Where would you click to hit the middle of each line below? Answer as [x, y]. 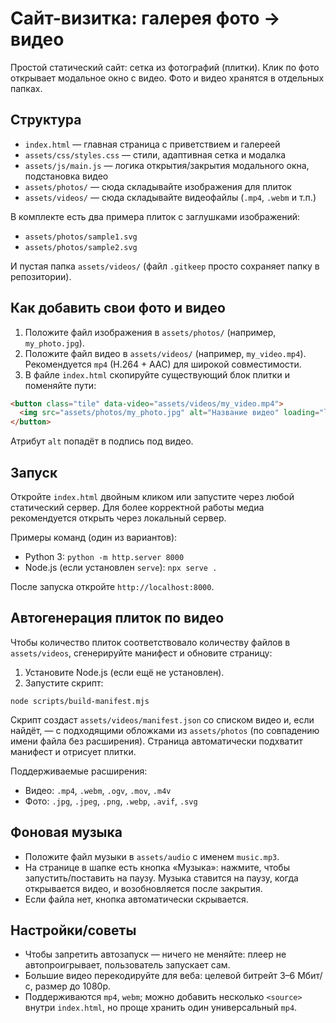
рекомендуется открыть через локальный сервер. [118, 518]
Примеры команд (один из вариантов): [94, 537]
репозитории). [41, 276]
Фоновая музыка [66, 832]
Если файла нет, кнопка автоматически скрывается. [136, 899]
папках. [26, 88]
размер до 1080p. [73, 986]
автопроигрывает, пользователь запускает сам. [127, 965]
